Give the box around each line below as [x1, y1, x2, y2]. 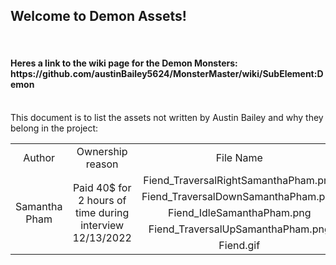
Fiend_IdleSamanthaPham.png [168, 206, 312, 220]
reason [85, 157, 119, 171]
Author [23, 151, 56, 165]
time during [74, 206, 130, 220]
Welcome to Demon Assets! [10, 8, 187, 25]
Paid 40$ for [72, 181, 132, 195]
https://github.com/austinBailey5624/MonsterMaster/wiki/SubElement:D [10, 68, 324, 80]
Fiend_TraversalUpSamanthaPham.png [148, 222, 331, 236]
